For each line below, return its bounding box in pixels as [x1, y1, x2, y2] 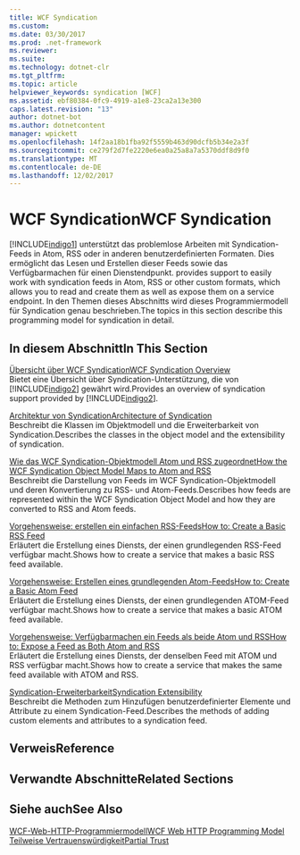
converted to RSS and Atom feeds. [9, 504, 137, 514]
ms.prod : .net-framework [9, 38, 102, 47]
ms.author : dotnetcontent [9, 122, 105, 130]
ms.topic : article [9, 80, 78, 88]
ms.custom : [9, 21, 50, 30]
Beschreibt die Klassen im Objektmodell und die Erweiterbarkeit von [9, 420, 259, 430]
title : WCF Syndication [9, 13, 98, 22]
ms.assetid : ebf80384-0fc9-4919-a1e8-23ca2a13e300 [9, 96, 202, 105]
